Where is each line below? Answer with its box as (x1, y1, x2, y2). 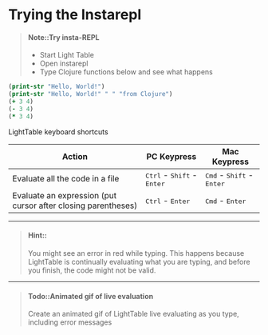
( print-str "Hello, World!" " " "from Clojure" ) (8, 90, 173, 98)
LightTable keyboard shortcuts (8, 126, 109, 137)
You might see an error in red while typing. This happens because (27, 248, 245, 257)
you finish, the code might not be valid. (27, 265, 156, 275)
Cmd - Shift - (205, 169, 254, 181)
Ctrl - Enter (144, 194, 191, 205)
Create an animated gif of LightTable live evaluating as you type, (27, 309, 239, 319)
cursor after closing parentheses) (12, 200, 138, 211)
